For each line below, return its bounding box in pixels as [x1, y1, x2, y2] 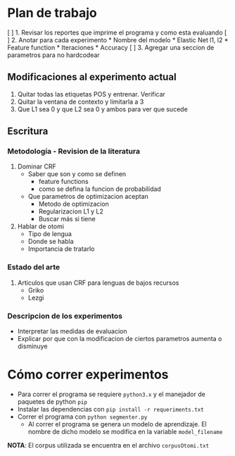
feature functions [38, 178, 89, 186]
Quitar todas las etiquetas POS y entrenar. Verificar [17, 90, 165, 98]
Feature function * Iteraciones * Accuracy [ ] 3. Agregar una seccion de [7, 43, 215, 51]
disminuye [17, 342, 48, 350]
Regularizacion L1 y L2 [38, 207, 104, 216]
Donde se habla [27, 238, 74, 246]
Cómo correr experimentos [7, 366, 169, 383]
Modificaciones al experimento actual [7, 71, 177, 83]
